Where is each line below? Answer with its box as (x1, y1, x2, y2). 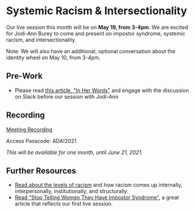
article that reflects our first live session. (14, 200, 113, 207)
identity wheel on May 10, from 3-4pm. (6, 54, 101, 61)
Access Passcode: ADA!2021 (6, 137, 77, 144)
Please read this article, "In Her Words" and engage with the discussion (14, 87, 189, 94)
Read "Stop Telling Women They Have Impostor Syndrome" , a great (14, 194, 179, 201)
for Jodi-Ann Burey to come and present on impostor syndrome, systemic (6, 30, 186, 37)
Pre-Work (6, 71, 43, 81)
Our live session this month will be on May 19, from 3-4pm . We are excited (6, 24, 188, 31)
